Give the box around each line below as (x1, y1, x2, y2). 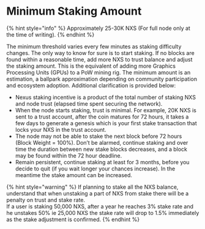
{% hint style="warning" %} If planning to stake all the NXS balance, (6, 183, 179, 191)
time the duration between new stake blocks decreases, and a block (15, 145, 188, 153)
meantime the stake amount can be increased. (15, 171, 133, 178)
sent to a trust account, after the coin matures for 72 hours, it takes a (15, 113, 189, 120)
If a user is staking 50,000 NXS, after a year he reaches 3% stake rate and (6, 203, 194, 210)
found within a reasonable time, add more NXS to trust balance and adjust (6, 56, 193, 63)
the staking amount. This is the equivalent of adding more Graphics (6, 62, 176, 70)
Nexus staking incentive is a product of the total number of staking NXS (15, 93, 196, 101)
